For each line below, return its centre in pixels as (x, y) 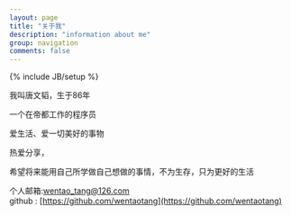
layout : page (34, 18)
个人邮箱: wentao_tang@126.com (69, 191)
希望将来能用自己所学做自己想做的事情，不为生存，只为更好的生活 (132, 172)
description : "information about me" (80, 34)
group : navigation (44, 43)
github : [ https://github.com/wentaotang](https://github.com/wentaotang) (145, 201)
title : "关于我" (38, 26)
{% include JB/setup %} (54, 76)
